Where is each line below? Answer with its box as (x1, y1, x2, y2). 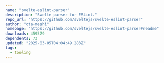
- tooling (10, 50, 31, 55)
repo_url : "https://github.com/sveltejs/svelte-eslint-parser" (5, 17, 143, 22)
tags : (5, 45, 17, 50)
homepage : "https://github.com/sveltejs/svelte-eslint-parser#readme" (5, 26, 159, 31)
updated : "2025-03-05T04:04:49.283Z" (5, 41, 86, 46)
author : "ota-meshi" (5, 21, 50, 27)
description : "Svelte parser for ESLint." (5, 12, 97, 17)
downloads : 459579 (5, 31, 45, 36)
